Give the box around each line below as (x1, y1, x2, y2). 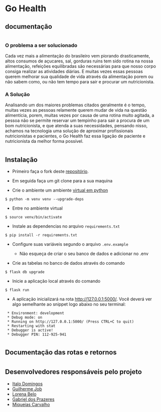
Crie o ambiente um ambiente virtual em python (12, 187, 108, 193)
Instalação (5, 156, 38, 164)
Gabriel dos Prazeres (12, 396, 55, 402)
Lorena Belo (12, 391, 37, 397)
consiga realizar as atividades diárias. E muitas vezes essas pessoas (5, 69, 143, 75)
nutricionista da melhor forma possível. (5, 138, 84, 144)
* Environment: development (7, 311, 64, 316)
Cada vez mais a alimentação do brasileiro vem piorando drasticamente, (5, 53, 150, 59)
